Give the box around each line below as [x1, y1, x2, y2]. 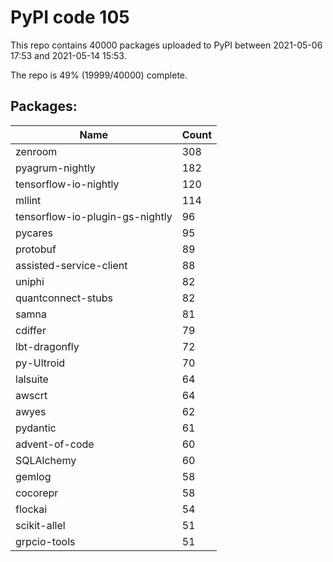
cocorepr [15, 486, 59, 500]
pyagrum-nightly [15, 161, 96, 175]
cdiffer [15, 323, 47, 337]
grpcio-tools [15, 534, 76, 548]
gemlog [15, 469, 52, 483]
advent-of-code [15, 437, 95, 451]
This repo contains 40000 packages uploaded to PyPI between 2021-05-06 [10, 39, 323, 51]
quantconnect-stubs [15, 291, 113, 305]
